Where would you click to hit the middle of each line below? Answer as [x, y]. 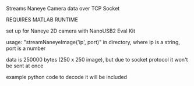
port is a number [26, 48]
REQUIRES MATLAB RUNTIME [42, 19]
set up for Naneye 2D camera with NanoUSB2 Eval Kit [71, 31]
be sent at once [25, 66]
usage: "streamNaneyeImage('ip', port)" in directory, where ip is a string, [93, 42]
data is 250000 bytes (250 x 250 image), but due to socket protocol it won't [97, 60]
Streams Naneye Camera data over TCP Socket [63, 8]
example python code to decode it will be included [66, 77]
